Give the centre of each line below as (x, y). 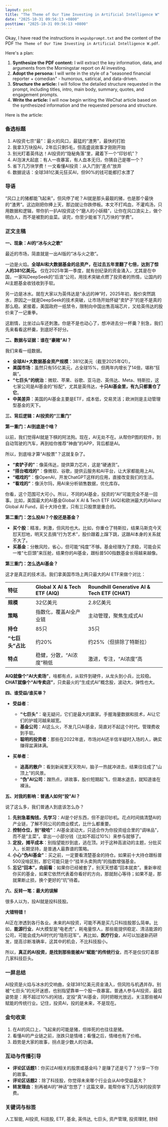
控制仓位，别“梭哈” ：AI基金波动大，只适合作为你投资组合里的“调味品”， (87, 830)
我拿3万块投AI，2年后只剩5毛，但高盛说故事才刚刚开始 (69, 147)
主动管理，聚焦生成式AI (116, 616)
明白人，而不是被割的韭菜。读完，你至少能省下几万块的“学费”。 (71, 217)
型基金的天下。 (28, 405)
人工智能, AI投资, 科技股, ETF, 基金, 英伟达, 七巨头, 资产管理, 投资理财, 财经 (82, 1119)
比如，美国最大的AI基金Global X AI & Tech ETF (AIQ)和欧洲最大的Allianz (87, 500)
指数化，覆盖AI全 (56, 612)
